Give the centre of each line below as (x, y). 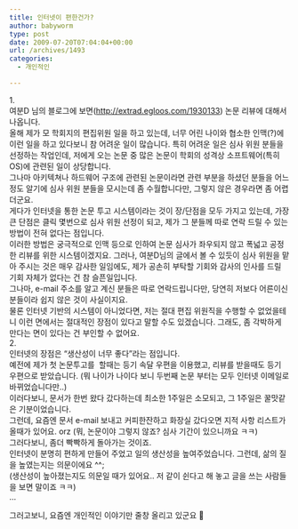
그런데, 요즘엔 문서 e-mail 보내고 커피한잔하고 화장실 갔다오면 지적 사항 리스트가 (148, 420)
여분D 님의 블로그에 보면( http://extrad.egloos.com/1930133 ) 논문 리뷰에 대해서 (148, 110)
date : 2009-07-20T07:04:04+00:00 (71, 42)
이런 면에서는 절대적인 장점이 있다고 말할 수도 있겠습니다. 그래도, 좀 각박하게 (150, 322)
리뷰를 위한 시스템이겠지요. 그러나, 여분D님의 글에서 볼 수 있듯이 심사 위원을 (149, 255)
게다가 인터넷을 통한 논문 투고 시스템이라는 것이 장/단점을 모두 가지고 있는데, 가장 (149, 211)
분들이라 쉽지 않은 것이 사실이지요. (68, 300)
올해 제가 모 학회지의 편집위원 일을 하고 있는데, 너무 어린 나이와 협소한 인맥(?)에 (147, 132)
